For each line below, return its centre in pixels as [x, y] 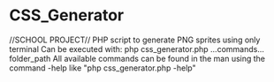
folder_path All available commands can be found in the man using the [137, 58]
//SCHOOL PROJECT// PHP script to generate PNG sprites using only [135, 40]
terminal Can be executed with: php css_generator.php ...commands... [137, 48]
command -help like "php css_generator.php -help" [103, 68]
